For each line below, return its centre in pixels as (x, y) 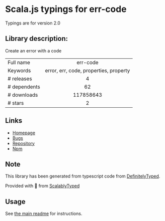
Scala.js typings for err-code (66, 9)
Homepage (24, 133)
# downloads (23, 95)
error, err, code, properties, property (87, 70)
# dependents (24, 87)
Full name (19, 62)
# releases (20, 78)
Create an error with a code (33, 50)
